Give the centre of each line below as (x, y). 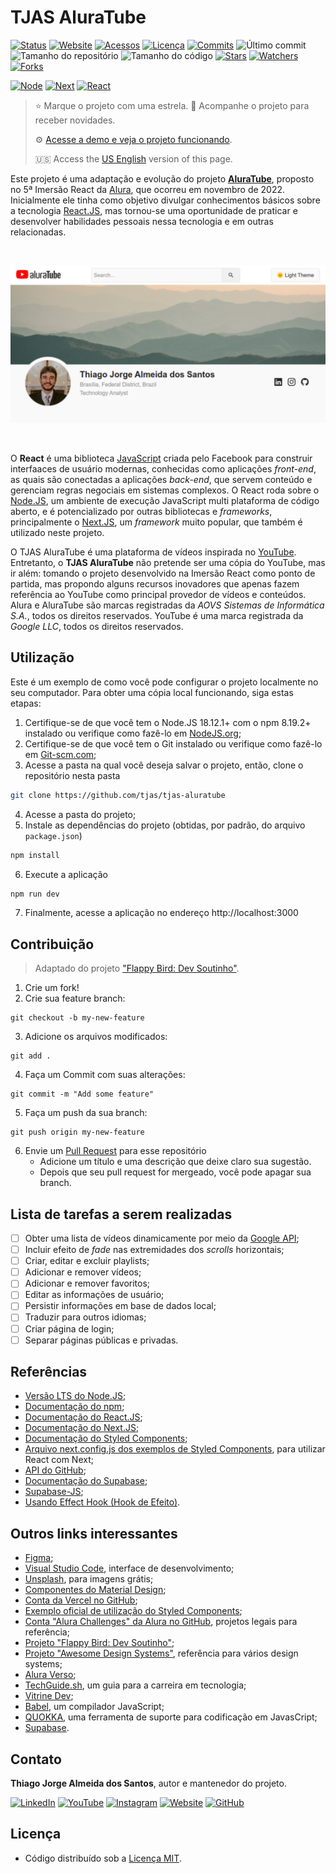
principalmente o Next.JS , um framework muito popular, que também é (156, 522)
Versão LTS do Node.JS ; (75, 1396)
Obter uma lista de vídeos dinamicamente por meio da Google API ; (162, 1238)
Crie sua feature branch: (75, 998)
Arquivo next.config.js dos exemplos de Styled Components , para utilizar (175, 1449)
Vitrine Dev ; (49, 1696)
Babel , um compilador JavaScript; (94, 1707)
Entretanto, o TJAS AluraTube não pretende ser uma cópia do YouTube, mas (168, 562)
